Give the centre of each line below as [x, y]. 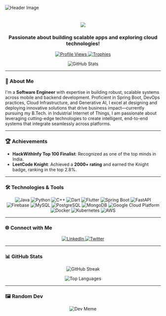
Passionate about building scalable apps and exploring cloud [83, 38]
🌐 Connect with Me [29, 228]
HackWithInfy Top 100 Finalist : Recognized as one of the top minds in [84, 154]
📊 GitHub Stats [24, 256]
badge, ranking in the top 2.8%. [44, 170]
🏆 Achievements [26, 141]
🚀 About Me [20, 81]
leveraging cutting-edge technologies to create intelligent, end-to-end [77, 118]
